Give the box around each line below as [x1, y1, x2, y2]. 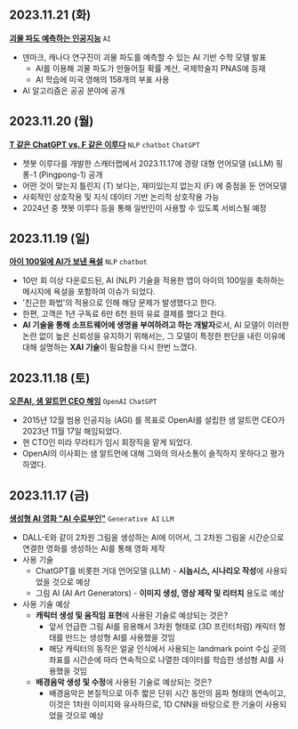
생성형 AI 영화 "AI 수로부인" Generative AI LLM [9, 514, 174, 524]
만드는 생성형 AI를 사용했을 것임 [65, 632, 175, 643]
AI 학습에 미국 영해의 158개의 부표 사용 [35, 74, 170, 85]
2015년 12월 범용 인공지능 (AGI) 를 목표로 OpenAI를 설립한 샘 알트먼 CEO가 [21, 415, 286, 425]
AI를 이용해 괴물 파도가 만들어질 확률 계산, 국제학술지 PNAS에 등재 [35, 62, 266, 73]
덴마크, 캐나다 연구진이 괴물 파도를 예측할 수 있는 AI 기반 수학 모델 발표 [21, 52, 267, 62]
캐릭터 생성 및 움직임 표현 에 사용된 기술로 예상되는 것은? [35, 610, 229, 620]
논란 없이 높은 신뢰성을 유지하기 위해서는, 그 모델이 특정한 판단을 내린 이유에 [21, 331, 286, 342]
